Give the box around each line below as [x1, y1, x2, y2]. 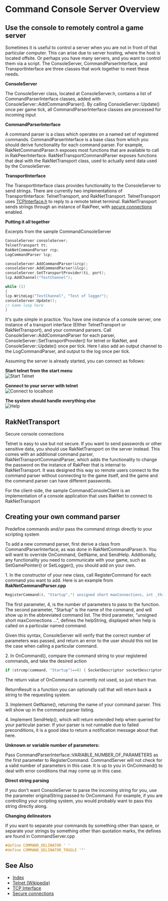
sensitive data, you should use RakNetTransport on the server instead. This [5, 446, 160, 452]
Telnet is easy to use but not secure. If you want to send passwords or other [5, 440, 162, 446]
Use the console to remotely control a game [5, 24, 144, 32]
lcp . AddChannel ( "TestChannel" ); [5, 275, 72, 280]
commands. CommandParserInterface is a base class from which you [5, 137, 148, 142]
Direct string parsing [5, 777, 49, 783]
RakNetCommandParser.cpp [5, 582, 66, 589]
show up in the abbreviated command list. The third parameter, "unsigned [5, 612, 157, 618]
